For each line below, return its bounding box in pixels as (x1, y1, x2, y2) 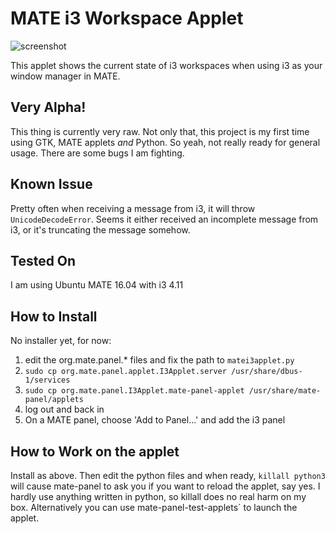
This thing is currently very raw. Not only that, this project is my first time (10, 125, 310, 137)
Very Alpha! (10, 99, 87, 116)
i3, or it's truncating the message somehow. (10, 223, 191, 236)
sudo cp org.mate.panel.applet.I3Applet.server (24, 367, 227, 377)
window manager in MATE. (10, 70, 121, 82)
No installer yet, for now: (10, 335, 112, 347)
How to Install (10, 308, 98, 325)
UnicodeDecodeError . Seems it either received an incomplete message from (10, 213, 319, 225)
